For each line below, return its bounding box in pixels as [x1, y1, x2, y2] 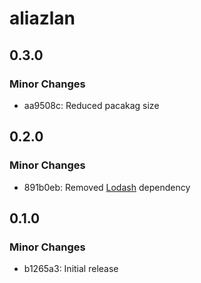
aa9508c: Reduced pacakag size [23, 99, 160, 111]
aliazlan [9, 7, 76, 30]
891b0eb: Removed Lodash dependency [23, 181, 191, 193]
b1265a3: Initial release [23, 263, 119, 275]
